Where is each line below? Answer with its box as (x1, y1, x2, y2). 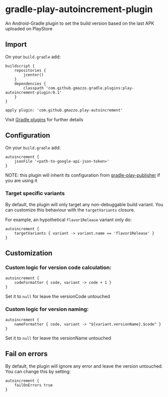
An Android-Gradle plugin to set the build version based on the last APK (5, 20, 154, 26)
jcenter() (23, 72, 44, 77)
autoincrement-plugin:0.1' (5, 90, 62, 95)
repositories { (14, 68, 46, 73)
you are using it (5, 177, 38, 183)
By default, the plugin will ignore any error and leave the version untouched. (5, 363, 163, 369)
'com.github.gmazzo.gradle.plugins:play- (45, 85, 135, 90)
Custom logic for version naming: (5, 306, 89, 313)
